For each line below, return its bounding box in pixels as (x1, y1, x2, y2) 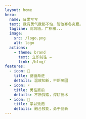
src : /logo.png (14, 36, 46, 41)
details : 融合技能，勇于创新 (14, 106, 69, 111)
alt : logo (14, 41, 35, 46)
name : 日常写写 (9, 17, 38, 22)
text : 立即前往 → (18, 54, 52, 60)
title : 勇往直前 (14, 87, 45, 93)
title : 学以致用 (14, 102, 45, 107)
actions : (9, 45, 28, 50)
